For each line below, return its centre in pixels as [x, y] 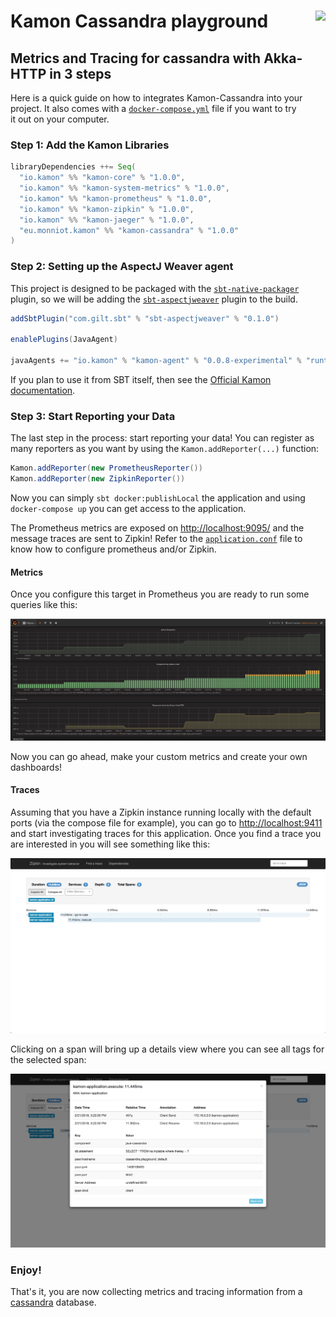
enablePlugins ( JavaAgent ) [64, 340]
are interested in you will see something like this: [110, 844]
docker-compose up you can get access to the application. [128, 509]
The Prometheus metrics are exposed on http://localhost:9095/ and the [157, 528]
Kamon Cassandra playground [139, 21]
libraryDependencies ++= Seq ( [73, 167]
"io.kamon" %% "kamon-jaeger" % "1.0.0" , [107, 220]
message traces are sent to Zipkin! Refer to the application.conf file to [156, 539]
